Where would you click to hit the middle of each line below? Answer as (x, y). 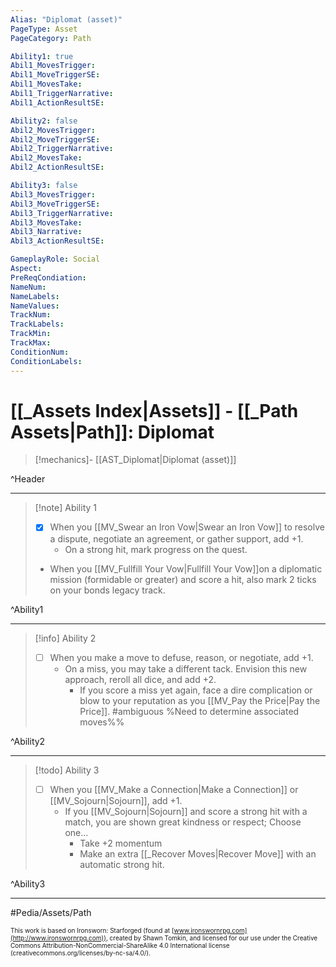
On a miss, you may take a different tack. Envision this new (186, 668)
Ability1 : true (42, 56)
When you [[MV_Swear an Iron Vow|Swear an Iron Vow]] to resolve (187, 527)
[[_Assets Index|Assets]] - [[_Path (154, 410)
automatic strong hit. (122, 864)
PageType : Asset (44, 29)
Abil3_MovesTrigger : (53, 194)
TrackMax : (31, 343)
